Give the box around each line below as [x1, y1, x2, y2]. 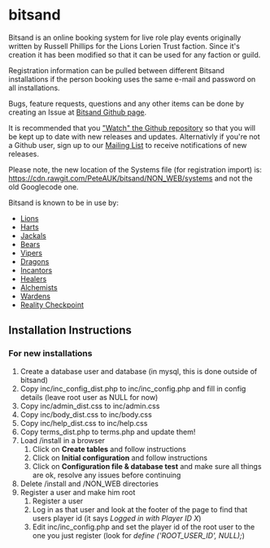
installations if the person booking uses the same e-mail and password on [8, 74, 256, 84]
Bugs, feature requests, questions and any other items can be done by [8, 98, 245, 108]
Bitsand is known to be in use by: [8, 198, 120, 207]
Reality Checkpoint [20, 299, 84, 310]
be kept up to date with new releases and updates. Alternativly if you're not [8, 132, 260, 141]
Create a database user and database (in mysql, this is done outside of [20, 366, 258, 376]
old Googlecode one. [8, 181, 79, 192]
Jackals [20, 230, 46, 241]
